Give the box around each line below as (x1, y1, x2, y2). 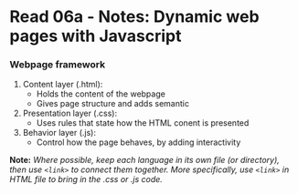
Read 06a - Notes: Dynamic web (9, 6, 260, 27)
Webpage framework (9, 58, 106, 71)
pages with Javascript (9, 26, 182, 46)
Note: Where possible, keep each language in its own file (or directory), (9, 155, 281, 166)
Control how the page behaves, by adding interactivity (36, 137, 241, 148)
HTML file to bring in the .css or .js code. (9, 174, 163, 185)
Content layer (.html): (22, 79, 103, 90)
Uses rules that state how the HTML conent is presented (36, 117, 250, 128)
